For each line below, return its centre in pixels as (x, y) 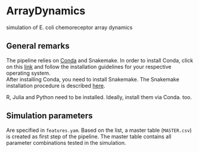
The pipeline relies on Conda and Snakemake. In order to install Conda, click (100, 60)
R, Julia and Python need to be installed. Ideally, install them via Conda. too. (99, 97)
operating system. (28, 73)
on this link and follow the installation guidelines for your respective (89, 66)
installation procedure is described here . (56, 85)
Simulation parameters (49, 116)
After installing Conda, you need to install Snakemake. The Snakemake (93, 79)
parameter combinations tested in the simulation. (66, 142)
